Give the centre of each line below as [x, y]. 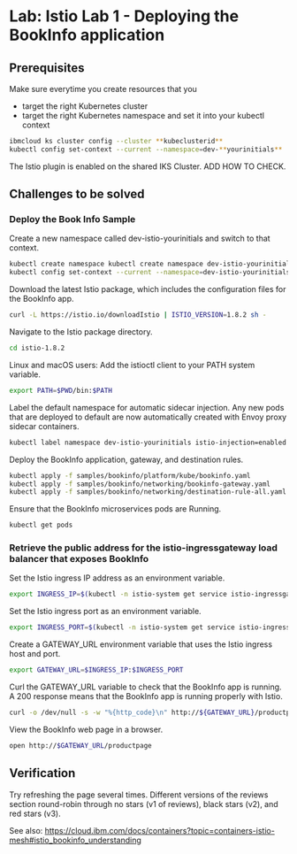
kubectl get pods [41, 525]
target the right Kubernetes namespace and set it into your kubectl [143, 115]
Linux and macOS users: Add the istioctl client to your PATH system [132, 365]
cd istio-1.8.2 [37, 348]
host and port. [35, 654]
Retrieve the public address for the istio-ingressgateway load [144, 548]
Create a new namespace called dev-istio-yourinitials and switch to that [140, 239]
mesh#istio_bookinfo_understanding [75, 840]
